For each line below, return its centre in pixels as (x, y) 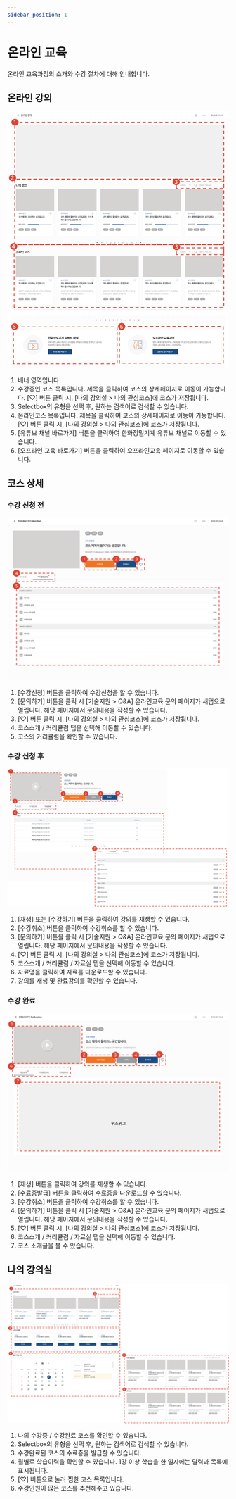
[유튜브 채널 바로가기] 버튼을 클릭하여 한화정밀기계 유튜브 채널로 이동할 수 (118, 432)
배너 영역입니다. (39, 380)
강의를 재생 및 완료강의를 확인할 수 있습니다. (78, 981)
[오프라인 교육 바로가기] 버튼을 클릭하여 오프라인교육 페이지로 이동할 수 (114, 450)
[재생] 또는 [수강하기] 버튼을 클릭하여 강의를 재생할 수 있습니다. (103, 920)
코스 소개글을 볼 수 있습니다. (56, 1246)
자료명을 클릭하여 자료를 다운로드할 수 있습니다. (82, 972)
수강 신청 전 (26, 506)
